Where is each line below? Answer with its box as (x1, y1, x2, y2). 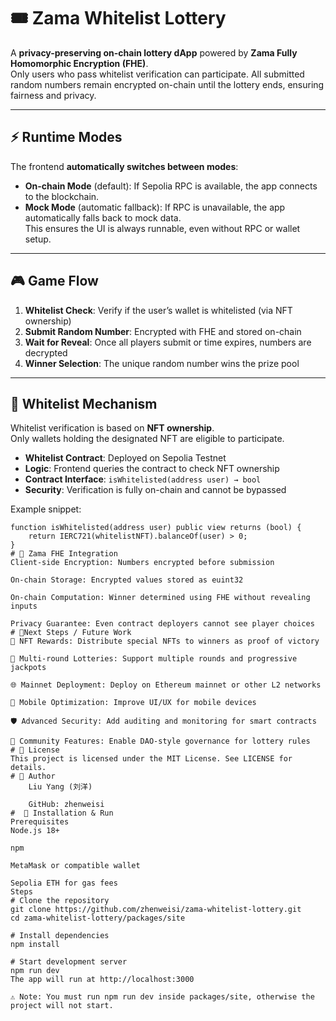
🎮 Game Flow (10, 273, 99, 290)
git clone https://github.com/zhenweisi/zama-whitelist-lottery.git (10, 905, 302, 915)
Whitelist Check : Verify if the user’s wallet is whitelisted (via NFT (24, 304, 293, 316)
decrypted (24, 346, 68, 359)
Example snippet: (10, 503, 82, 515)
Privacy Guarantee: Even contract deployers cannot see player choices (10, 619, 315, 629)
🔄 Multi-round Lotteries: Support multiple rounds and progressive (10, 654, 298, 664)
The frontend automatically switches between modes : (10, 160, 239, 172)
